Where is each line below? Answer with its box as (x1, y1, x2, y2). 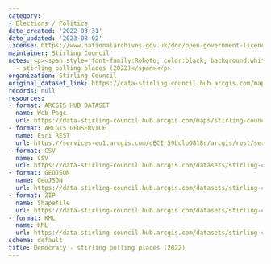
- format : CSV (8, 146, 56, 155)
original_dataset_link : (8, 79, 89, 87)
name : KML (15, 221, 48, 229)
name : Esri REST (15, 131, 70, 139)
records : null (8, 86, 56, 95)
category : (8, 11, 42, 20)
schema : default (8, 237, 63, 245)
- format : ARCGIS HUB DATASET (8, 101, 110, 109)
